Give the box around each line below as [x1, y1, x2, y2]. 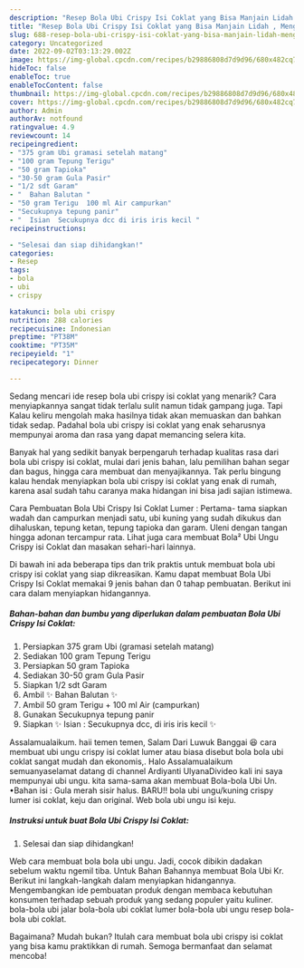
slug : [9, 30, 30, 39]
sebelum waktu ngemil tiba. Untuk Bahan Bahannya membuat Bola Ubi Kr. [9, 865, 284, 876]
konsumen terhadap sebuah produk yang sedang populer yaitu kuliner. [9, 894, 273, 905]
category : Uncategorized [9, 38, 103, 48]
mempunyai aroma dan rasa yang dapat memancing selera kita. [9, 429, 246, 440]
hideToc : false [9, 64, 67, 73]
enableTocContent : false [9, 81, 103, 90]
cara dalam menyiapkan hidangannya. [9, 587, 151, 598]
